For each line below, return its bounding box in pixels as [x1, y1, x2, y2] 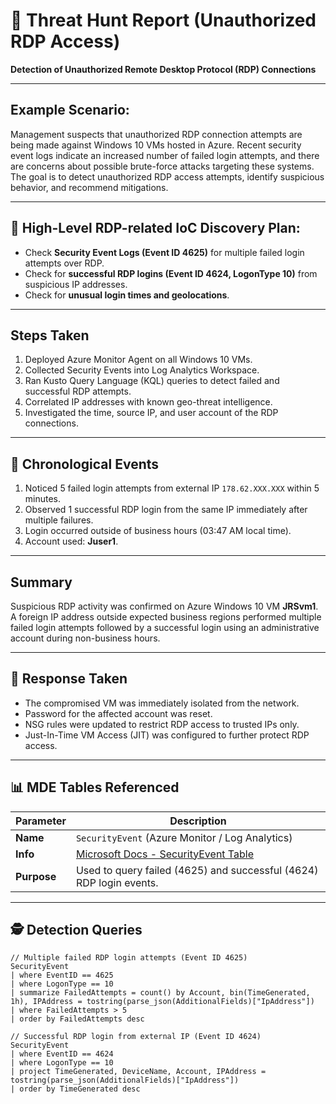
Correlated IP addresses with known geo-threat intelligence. [24, 396, 273, 408]
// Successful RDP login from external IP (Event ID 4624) [10, 1032, 262, 1042]
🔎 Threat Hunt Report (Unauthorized [10, 9, 317, 32]
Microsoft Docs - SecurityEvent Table [75, 847, 254, 861]
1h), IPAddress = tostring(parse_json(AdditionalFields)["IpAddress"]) [10, 997, 315, 1007]
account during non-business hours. [10, 632, 161, 644]
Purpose [15, 869, 57, 883]
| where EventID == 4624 [10, 1049, 114, 1059]
